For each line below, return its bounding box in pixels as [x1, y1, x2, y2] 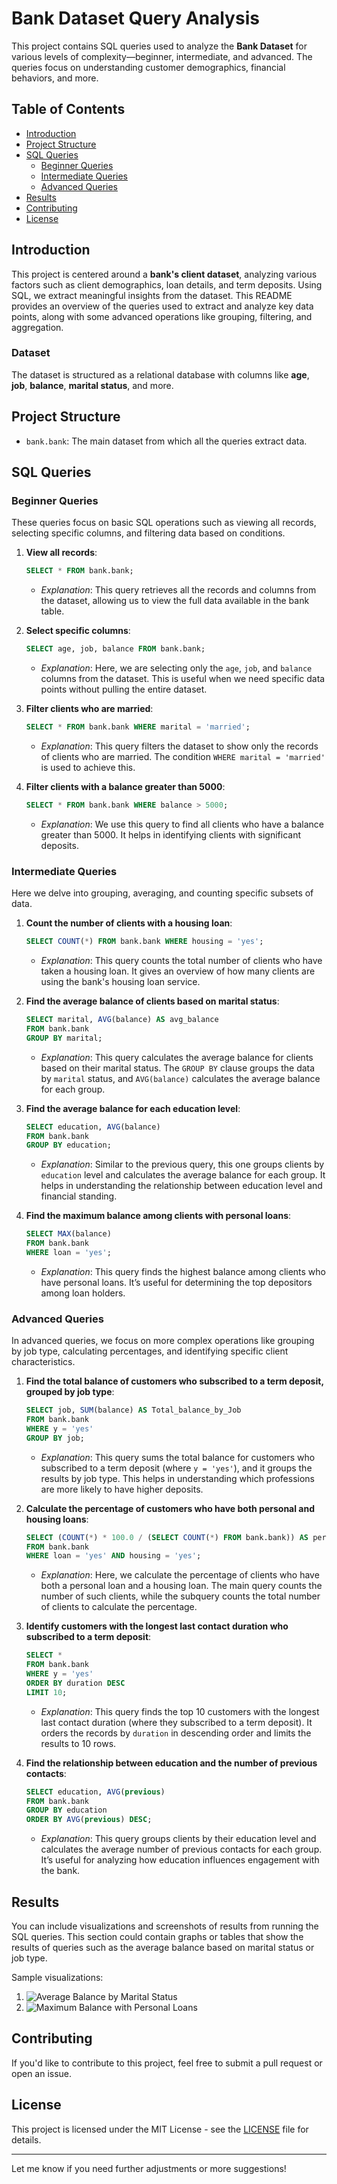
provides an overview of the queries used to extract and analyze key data [11, 300, 314, 312]
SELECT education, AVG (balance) [25, 1122, 161, 1132]
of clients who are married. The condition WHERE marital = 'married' [40, 750, 326, 762]
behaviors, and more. [11, 72, 99, 84]
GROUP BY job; [25, 1433, 85, 1443]
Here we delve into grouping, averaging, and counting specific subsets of [11, 887, 314, 899]
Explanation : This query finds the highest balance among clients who [40, 1265, 326, 1277]
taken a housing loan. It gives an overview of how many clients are [40, 965, 316, 977]
